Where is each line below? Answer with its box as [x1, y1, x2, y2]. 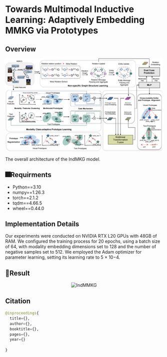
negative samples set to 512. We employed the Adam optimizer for [5, 249, 142, 255]
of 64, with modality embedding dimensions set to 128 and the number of [5, 244, 156, 250]
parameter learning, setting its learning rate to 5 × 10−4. [5, 254, 120, 260]
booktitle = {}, [9, 326, 39, 331]
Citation [5, 297, 31, 305]
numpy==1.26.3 [12, 189, 45, 195]
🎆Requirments [5, 170, 51, 179]
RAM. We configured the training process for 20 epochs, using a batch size [5, 238, 160, 244]
